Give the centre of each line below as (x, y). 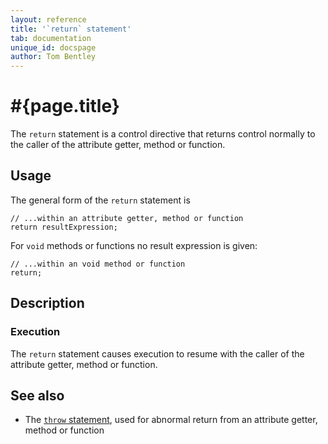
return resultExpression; (64, 227)
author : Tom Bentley (53, 57)
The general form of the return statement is (100, 200)
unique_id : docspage (53, 47)
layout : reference (48, 19)
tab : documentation (51, 38)
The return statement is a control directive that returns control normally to (163, 134)
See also (37, 395)
